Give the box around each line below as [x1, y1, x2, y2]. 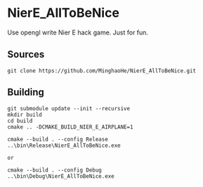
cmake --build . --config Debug [7, 167, 102, 174]
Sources [7, 49, 45, 60]
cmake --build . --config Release [7, 136, 109, 143]
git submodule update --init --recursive [7, 105, 131, 112]
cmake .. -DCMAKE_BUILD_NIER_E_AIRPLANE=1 [7, 123, 133, 131]
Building [7, 86, 44, 98]
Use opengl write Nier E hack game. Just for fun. [7, 28, 149, 37]
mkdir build [7, 111, 42, 118]
